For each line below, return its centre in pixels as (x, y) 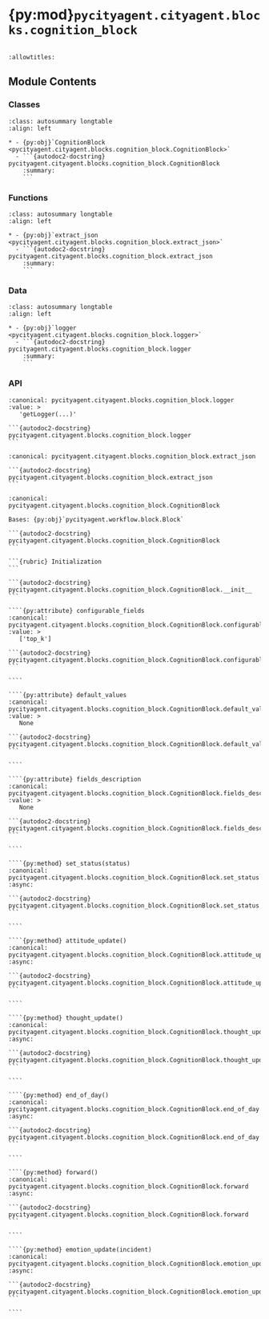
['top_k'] (35, 639)
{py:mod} (41, 15)
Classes (24, 104)
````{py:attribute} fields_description (75, 779)
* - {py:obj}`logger (43, 328)
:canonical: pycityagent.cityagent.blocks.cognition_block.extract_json (132, 456)
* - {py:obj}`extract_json (53, 235)
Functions (28, 197)
